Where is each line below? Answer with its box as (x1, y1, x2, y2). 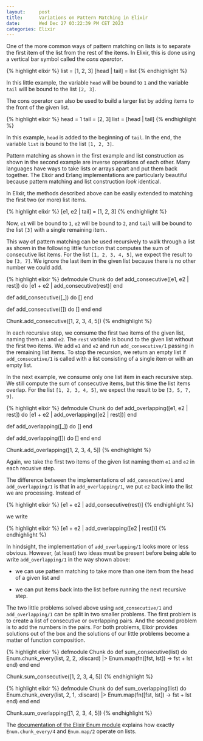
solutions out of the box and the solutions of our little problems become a (6, 630, 190, 638)
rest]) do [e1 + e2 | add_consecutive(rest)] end (6, 282, 123, 290)
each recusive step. (6, 465, 56, 472)
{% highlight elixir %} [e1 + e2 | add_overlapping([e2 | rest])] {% (6, 524, 167, 532)
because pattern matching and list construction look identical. (6, 178, 161, 186)
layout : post (6, 9, 50, 15)
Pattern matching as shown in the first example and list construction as (6, 152, 184, 159)
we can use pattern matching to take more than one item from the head (15, 568, 194, 575)
